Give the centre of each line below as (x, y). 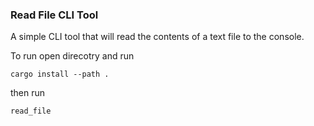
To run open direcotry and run (72, 56)
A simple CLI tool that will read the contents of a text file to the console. (157, 37)
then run (28, 93)
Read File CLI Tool (54, 15)
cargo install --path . (60, 74)
